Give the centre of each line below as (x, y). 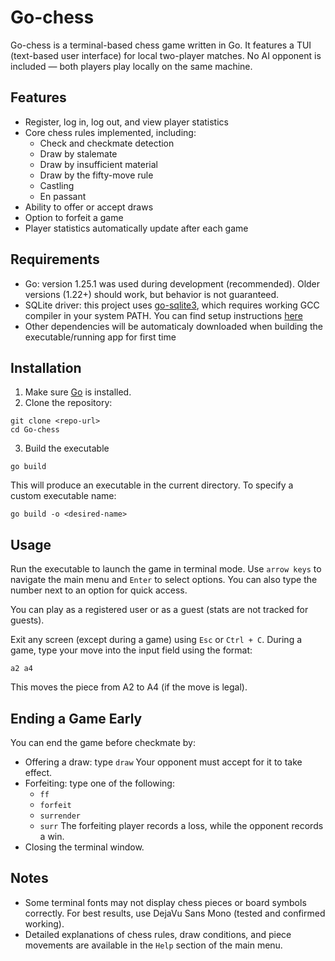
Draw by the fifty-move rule (96, 175)
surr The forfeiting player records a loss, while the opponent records (181, 825)
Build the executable (67, 448)
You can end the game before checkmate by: (103, 742)
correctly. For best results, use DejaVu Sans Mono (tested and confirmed (175, 913)
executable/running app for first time (100, 337)
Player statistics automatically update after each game (136, 228)
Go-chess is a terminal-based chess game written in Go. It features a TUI (161, 45)
